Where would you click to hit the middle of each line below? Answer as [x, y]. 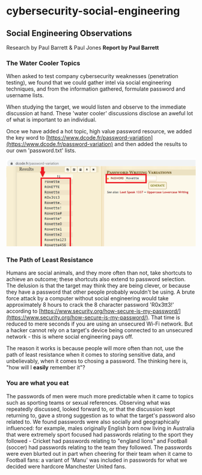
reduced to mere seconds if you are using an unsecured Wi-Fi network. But [100, 324]
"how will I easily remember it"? [46, 368]
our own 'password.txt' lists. [41, 151]
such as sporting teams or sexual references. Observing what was [88, 402]
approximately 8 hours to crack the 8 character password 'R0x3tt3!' [90, 305]
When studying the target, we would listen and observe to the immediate [96, 107]
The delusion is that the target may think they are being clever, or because [98, 286]
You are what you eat [38, 383]
